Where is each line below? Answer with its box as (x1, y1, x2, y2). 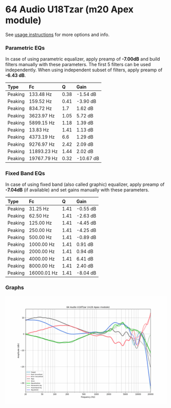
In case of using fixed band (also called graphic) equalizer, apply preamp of (5, 181, 165, 188)
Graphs (5, 284, 24, 291)
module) (5, 14, 42, 26)
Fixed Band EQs (5, 169, 45, 177)
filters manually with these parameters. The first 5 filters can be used (5, 62, 151, 68)
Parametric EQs (5, 44, 45, 51)
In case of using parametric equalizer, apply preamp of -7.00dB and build (5, 56, 160, 62)
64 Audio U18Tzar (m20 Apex (5, 4, 134, 15)
